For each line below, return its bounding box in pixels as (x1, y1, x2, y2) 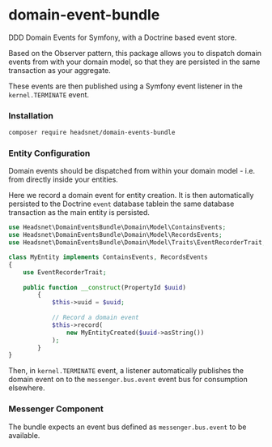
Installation (8, 110, 54, 121)
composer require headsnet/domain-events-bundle (8, 128, 176, 137)
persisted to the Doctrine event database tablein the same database (8, 199, 235, 208)
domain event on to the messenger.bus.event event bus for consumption (8, 375, 249, 385)
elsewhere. (8, 383, 45, 393)
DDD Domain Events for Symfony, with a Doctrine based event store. (8, 32, 237, 42)
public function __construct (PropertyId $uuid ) (23, 283, 186, 291)
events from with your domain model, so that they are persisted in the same (8, 57, 261, 67)
